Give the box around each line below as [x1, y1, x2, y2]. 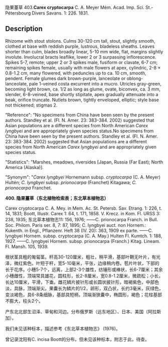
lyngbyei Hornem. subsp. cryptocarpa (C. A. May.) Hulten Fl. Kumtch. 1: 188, [5, 233, 162, 239]
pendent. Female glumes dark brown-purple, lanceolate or [5, 75, 126, 81]
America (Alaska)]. [5, 164, 44, 170]
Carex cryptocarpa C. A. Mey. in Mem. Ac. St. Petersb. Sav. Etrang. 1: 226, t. [5, 205, 162, 211]
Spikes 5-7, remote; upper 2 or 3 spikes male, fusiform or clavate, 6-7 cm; [5, 59, 158, 65]
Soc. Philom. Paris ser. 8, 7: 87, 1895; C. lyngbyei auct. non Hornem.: [5, 222, 146, 228]
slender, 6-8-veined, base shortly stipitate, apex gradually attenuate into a [5, 91, 158, 97]
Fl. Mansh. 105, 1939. [5, 243, 49, 249]
